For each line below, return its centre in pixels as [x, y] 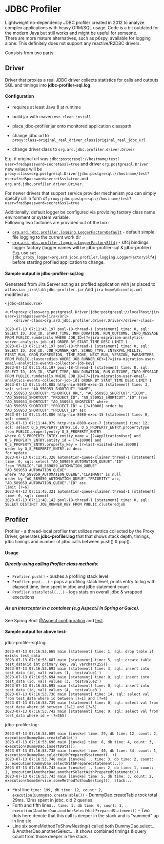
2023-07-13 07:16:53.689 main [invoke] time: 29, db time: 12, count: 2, [82, 734]
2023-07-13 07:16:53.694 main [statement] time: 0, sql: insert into [77, 677]
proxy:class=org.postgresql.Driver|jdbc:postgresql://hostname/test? [77, 174]
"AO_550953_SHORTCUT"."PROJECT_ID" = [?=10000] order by [64, 406]
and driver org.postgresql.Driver [114, 164]
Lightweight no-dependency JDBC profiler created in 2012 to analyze [75, 22]
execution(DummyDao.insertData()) [40, 746]
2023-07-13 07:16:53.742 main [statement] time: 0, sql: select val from [82, 711]
